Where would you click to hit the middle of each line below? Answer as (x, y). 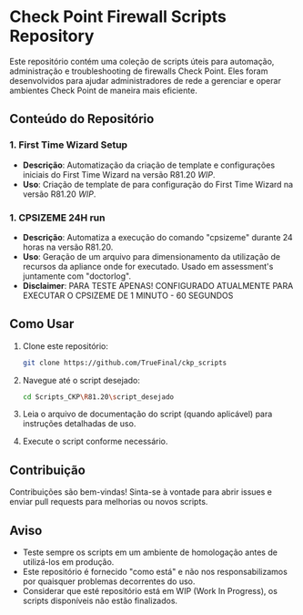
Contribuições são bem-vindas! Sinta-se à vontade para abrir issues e (141, 492)
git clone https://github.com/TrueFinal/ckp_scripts (125, 363)
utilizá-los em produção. (68, 562)
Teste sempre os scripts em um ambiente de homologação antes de (150, 552)
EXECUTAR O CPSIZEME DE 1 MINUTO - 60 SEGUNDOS (128, 295)
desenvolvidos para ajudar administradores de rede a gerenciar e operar (146, 80)
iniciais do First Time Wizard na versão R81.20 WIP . (119, 174)
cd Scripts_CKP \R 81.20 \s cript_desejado (98, 397)
